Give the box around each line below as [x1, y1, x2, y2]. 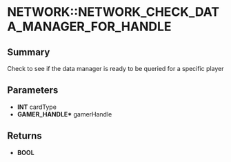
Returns [7, 130, 43, 142]
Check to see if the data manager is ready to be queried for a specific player [7, 65, 224, 72]
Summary [7, 46, 50, 58]
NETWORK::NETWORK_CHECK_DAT [7, 4, 219, 20]
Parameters [7, 84, 59, 97]
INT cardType [17, 103, 57, 111]
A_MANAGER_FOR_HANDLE [7, 19, 172, 34]
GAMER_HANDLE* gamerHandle [17, 110, 112, 118]
